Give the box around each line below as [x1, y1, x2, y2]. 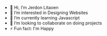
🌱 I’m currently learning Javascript [9, 15, 80, 20]
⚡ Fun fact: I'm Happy [9, 26, 54, 31]
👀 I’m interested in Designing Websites [9, 10, 88, 16]
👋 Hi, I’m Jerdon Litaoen [9, 5, 59, 10]
